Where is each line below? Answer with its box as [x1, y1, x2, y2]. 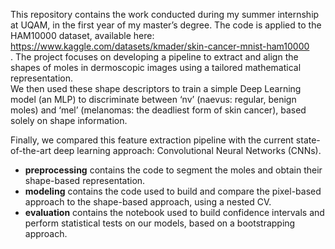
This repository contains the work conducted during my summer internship [10, 9, 320, 20]
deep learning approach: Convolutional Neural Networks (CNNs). [53, 145, 322, 156]
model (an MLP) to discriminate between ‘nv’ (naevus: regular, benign [10, 94, 297, 105]
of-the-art [10, 145, 52, 156]
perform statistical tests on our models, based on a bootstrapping [24, 217, 296, 229]
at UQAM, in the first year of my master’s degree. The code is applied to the [10, 19, 322, 31]
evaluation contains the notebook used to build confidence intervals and [24, 207, 325, 218]
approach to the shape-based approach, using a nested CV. [24, 196, 272, 208]
